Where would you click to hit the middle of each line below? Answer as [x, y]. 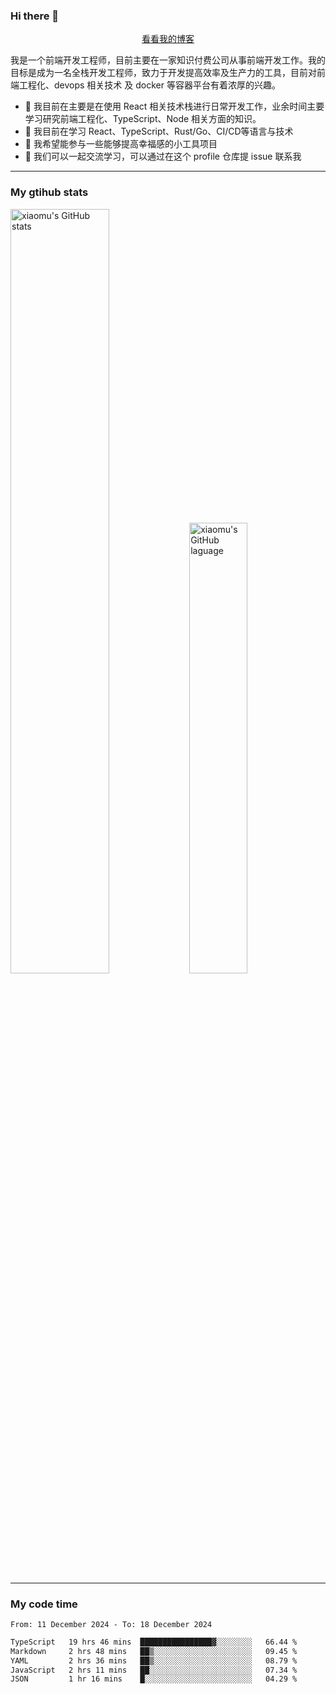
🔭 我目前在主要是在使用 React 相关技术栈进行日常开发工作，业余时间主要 [174, 106]
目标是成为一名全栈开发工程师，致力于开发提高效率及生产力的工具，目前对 [163, 73]
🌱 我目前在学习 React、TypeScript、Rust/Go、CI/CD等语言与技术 [159, 131]
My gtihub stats [49, 192]
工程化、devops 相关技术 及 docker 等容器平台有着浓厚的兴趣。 [149, 85]
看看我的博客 [168, 39]
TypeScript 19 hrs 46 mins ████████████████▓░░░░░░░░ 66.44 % [154, 1642]
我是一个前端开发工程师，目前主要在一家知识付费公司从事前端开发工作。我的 [168, 60]
